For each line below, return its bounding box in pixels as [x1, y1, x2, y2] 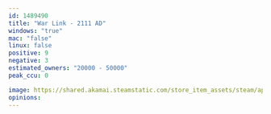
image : [8, 86, 31, 94]
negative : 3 [8, 57, 48, 65]
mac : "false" [8, 34, 52, 43]
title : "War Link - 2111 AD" [8, 19, 106, 27]
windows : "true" [8, 26, 63, 35]
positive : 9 [8, 49, 48, 57]
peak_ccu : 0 [8, 71, 48, 79]
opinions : [8, 93, 42, 101]
